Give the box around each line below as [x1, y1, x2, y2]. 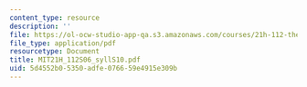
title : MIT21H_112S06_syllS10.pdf [9, 55, 142, 64]
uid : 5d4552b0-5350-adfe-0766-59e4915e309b [9, 64, 178, 73]
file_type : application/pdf [9, 38, 117, 48]
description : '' [9, 22, 71, 31]
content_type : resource [9, 13, 101, 23]
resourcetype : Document [9, 47, 101, 56]
